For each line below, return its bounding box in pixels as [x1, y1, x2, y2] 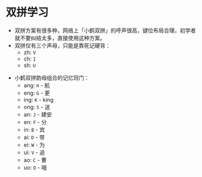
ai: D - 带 [23, 133, 45, 141]
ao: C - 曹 [23, 156, 47, 164]
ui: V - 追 [23, 149, 45, 156]
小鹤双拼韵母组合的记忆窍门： [14, 74, 89, 81]
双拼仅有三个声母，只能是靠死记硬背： [14, 42, 111, 49]
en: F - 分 [23, 118, 47, 125]
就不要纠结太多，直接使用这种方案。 [14, 34, 106, 41]
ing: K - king [23, 96, 54, 103]
